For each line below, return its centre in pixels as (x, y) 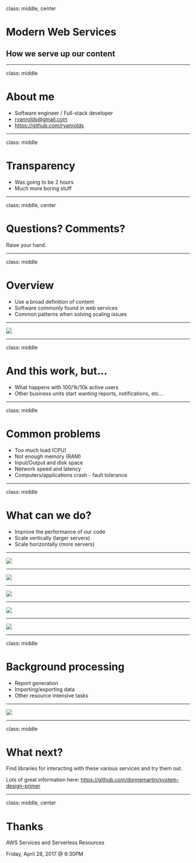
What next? (34, 752)
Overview (30, 286)
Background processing (65, 667)
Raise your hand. (26, 245)
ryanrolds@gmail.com (41, 119)
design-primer (23, 786)
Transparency (41, 166)
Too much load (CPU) (41, 450)
